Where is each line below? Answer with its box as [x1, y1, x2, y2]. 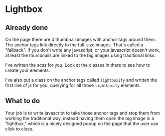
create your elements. [5, 67, 50, 73]
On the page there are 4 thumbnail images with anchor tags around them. [5, 36, 156, 42]
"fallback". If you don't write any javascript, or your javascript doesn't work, [5, 47, 161, 53]
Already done [5, 23, 48, 32]
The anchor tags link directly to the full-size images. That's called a [5, 42, 144, 48]
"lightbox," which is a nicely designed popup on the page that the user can [5, 121, 159, 127]
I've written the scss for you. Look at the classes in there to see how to [5, 62, 151, 68]
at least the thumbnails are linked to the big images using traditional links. [5, 52, 156, 58]
